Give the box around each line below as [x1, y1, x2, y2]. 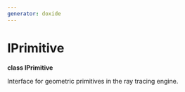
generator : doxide [7, 10, 61, 17]
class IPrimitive [7, 63, 53, 72]
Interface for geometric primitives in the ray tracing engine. [7, 77, 179, 85]
